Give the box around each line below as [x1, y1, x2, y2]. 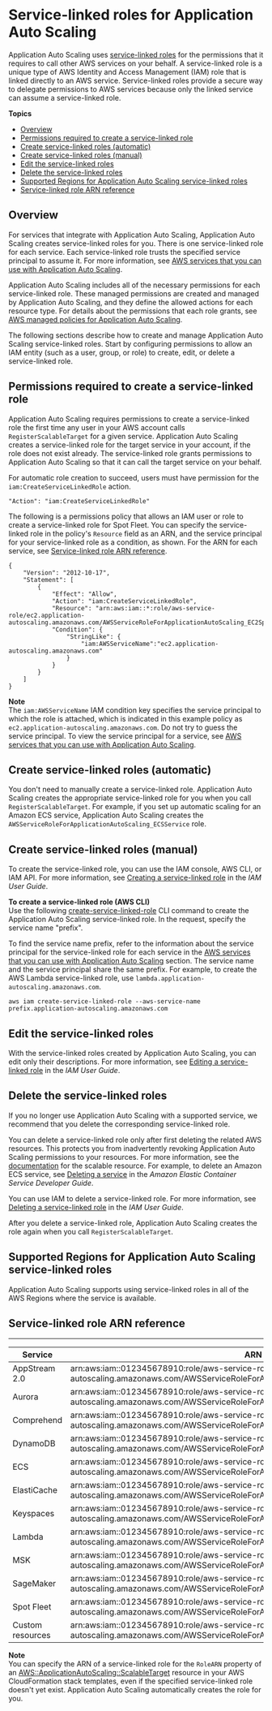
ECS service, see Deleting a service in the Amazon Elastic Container [8, 1169, 237, 1179]
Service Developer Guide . [8, 1178, 94, 1187]
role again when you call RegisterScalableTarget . [8, 1226, 174, 1236]
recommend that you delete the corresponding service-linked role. [8, 1118, 231, 1129]
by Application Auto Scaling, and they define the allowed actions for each [8, 297, 253, 307]
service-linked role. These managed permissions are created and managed [8, 288, 260, 298]
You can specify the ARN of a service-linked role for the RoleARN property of [8, 1659, 261, 1669]
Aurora [12, 1391, 39, 1403]
